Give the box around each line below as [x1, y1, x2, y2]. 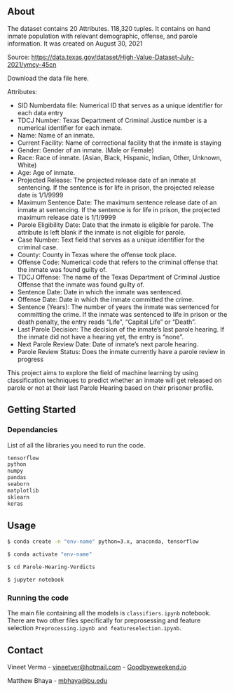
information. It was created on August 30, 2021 [7, 39, 143, 48]
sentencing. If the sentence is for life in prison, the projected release [17, 183, 215, 192]
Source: [7, 53, 30, 61]
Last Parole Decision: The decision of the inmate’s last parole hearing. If [17, 325, 225, 333]
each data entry [17, 108, 64, 117]
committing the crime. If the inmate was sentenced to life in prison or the [17, 310, 228, 318]
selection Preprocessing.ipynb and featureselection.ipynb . [7, 624, 182, 632]
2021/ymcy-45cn [7, 60, 57, 69]
